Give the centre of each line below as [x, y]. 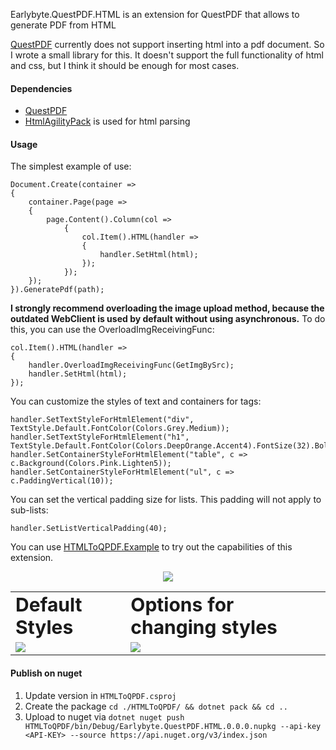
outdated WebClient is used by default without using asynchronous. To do [168, 319]
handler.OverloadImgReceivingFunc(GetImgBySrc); [131, 365]
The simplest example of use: [71, 166]
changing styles [204, 627]
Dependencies [41, 88]
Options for [182, 605]
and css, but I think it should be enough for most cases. [125, 65]
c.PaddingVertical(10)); [62, 481]
